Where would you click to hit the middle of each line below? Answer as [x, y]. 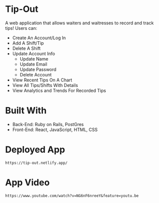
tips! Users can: [21, 28]
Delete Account [36, 74]
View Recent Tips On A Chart [42, 80]
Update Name [34, 59]
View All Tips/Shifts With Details [45, 85]
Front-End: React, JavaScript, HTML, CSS [55, 130]
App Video [27, 183]
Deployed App [35, 150]
